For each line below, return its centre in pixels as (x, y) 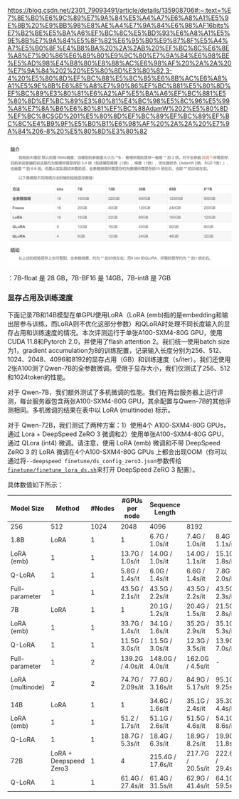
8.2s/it (196, 744)
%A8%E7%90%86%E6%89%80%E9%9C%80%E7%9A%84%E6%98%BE (118, 55)
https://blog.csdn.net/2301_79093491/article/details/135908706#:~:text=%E (119, 10)
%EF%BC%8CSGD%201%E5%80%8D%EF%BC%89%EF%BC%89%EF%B (118, 116)
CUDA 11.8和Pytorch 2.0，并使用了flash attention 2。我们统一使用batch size (118, 342)
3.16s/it (161, 687)
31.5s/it (161, 786)
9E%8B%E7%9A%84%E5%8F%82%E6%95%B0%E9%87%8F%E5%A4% (118, 41)
